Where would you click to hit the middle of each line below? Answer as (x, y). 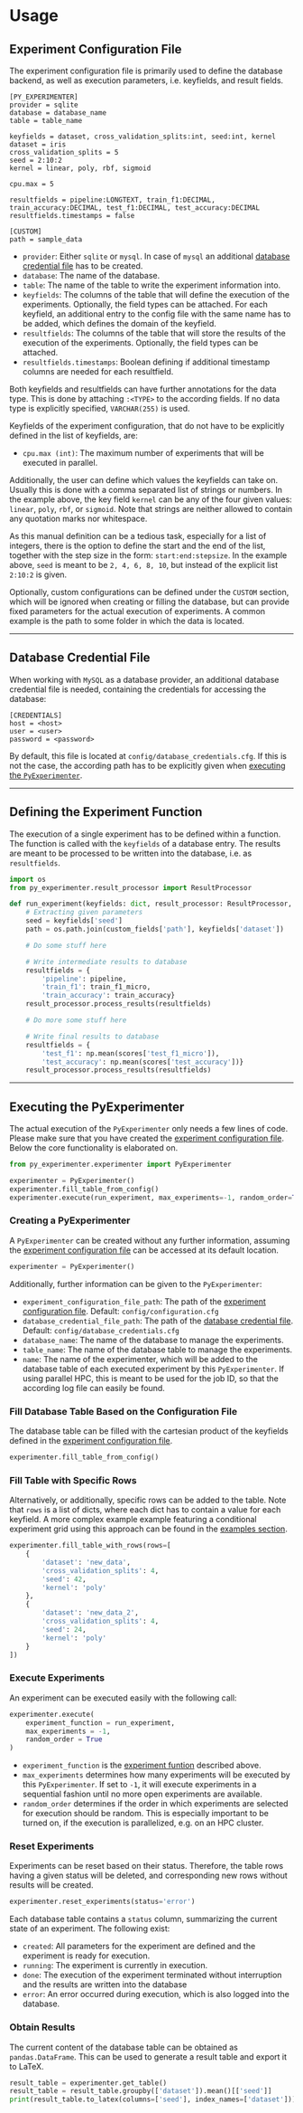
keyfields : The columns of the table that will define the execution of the (156, 294)
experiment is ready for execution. (86, 1956)
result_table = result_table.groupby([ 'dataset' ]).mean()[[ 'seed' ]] (141, 2091)
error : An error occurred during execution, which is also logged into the (156, 1995)
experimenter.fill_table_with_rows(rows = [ (90, 1546)
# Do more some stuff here (76, 1020)
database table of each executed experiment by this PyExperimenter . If (153, 1369)
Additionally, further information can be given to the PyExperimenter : (136, 1284)
